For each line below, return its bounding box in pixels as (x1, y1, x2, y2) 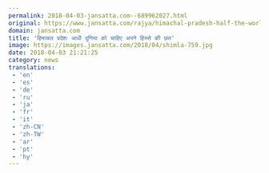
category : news (8, 57, 59, 65)
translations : (8, 64, 56, 72)
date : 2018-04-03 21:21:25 (8, 49, 98, 57)
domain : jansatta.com (8, 26, 81, 34)
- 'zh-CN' (11, 123, 45, 131)
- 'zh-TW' (11, 130, 45, 138)
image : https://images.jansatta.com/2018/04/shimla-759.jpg (8, 41, 214, 49)
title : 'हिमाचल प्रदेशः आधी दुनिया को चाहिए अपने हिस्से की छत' (8, 33, 175, 42)
